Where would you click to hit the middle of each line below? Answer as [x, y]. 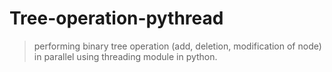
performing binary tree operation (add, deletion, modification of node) [177, 46]
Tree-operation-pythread [116, 18]
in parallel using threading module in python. [125, 56]
